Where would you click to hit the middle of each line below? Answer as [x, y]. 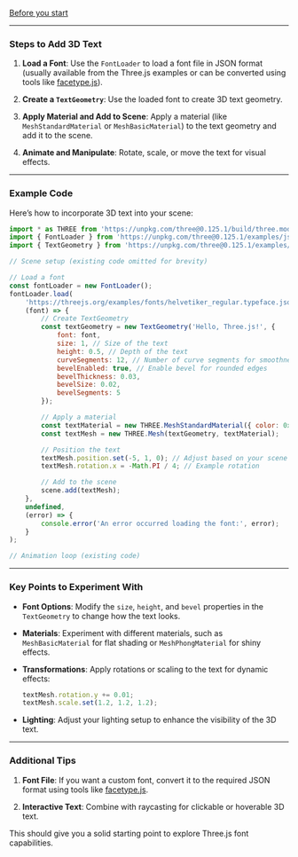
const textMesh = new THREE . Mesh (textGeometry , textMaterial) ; [160, 434]
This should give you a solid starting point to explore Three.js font [129, 833]
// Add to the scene [79, 483]
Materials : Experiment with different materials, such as [122, 633]
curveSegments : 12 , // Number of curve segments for [156, 360]
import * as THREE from [53, 229]
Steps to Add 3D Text [55, 43]
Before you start [39, 13]
